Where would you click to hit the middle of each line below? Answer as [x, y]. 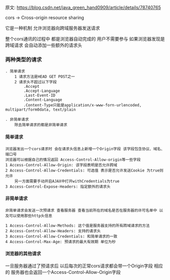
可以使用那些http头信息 [30, 216]
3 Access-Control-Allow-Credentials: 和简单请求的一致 [61, 236]
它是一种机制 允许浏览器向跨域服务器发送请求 [53, 28]
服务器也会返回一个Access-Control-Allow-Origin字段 [66, 272]
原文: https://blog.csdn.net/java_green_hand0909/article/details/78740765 [83, 7]
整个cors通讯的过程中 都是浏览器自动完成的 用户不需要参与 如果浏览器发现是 [85, 39]
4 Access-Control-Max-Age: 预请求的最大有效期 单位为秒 [60, 242]
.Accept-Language [42, 91]
